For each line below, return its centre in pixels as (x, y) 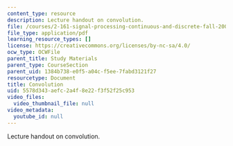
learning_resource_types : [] (49, 39)
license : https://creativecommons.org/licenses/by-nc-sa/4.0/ (99, 46)
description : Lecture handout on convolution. (76, 20)
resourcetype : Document (42, 78)
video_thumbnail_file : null (54, 104)
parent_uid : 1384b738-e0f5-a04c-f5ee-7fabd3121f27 (82, 71)
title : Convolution (35, 84)
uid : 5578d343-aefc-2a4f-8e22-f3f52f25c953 (71, 91)
